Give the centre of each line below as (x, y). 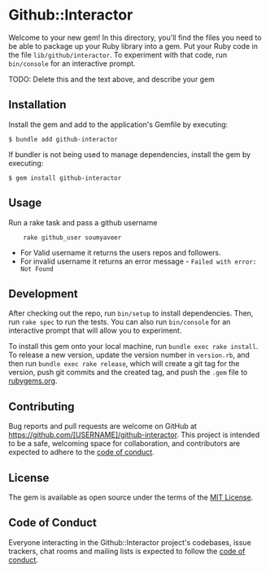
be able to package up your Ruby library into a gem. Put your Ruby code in (133, 46)
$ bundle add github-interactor (63, 139)
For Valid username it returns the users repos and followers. (120, 252)
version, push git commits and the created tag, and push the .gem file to (128, 373)
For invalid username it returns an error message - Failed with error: (138, 261)
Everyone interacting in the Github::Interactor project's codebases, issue (130, 542)
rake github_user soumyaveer (72, 238)
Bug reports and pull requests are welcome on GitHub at (103, 426)
